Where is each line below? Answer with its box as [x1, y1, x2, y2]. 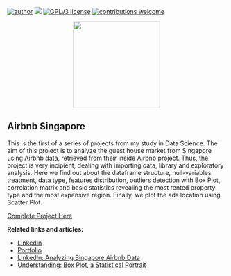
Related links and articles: [7, 225, 84, 233]
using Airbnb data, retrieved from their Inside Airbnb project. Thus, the [7, 154, 209, 162]
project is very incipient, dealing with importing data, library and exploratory [7, 161, 224, 170]
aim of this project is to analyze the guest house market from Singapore [7, 146, 212, 154]
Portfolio [17, 245, 42, 254]
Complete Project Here [7, 211, 73, 220]
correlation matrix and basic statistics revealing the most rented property [7, 183, 216, 191]
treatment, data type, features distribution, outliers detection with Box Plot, [7, 176, 221, 184]
